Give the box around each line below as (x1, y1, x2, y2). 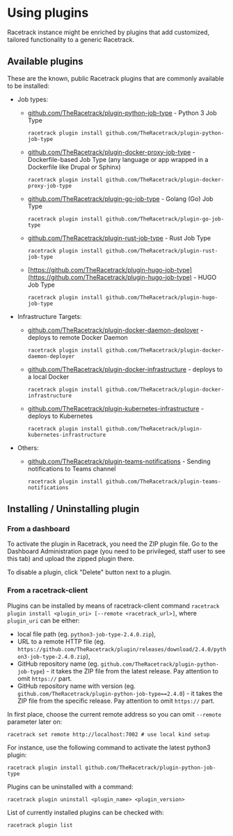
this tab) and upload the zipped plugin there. (7, 555, 134, 563)
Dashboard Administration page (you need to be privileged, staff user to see (7, 547, 226, 555)
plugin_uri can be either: (7, 616, 80, 625)
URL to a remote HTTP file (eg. (17, 637, 106, 645)
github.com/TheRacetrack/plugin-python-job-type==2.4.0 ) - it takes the (17, 689, 223, 697)
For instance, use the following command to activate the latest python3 (7, 743, 211, 752)
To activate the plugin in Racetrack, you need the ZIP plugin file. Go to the (7, 539, 218, 548)
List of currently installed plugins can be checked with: (7, 808, 164, 816)
